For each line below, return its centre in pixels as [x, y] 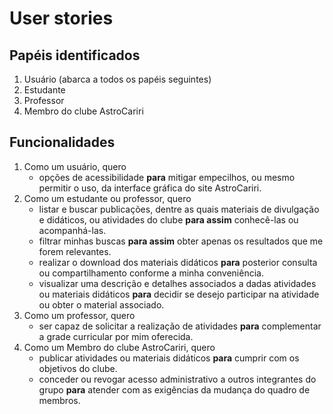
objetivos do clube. [78, 368]
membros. [59, 400]
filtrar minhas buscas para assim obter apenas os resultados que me [181, 241]
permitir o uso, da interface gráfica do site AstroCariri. [150, 188]
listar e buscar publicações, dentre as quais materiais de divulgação [179, 209]
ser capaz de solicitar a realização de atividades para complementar [180, 326]
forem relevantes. [75, 251]
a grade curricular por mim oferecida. [116, 336]
